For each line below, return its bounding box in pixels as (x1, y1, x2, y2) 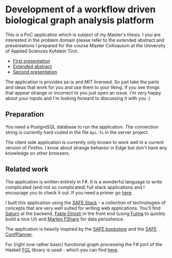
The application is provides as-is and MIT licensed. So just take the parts (5, 79, 160, 85)
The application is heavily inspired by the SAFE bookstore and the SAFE (5, 226, 157, 232)
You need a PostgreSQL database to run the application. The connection (5, 123, 159, 130)
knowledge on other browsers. (5, 150, 70, 156)
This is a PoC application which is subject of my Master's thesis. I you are (5, 31, 161, 38)
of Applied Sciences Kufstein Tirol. (5, 48, 79, 54)
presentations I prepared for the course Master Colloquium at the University (5, 42, 166, 48)
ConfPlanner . (5, 231, 33, 237)
